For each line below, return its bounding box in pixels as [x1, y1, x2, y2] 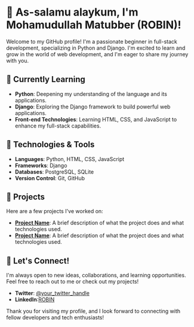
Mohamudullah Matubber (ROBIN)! [6, 18, 181, 32]
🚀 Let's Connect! [6, 256, 70, 266]
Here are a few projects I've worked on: [6, 208, 103, 215]
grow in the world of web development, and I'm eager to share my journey [6, 50, 189, 57]
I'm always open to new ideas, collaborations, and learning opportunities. [6, 272, 186, 279]
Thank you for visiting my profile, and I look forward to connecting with [6, 308, 181, 315]
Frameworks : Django [14, 162, 67, 169]
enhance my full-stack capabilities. [14, 122, 101, 129]
